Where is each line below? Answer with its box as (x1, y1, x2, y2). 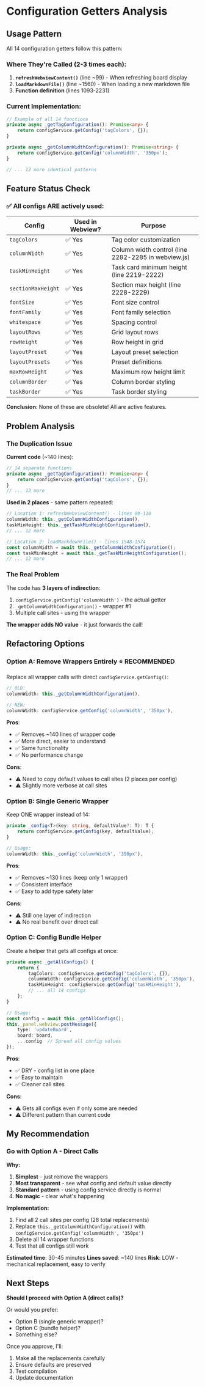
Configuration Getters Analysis (6, 4, 168, 18)
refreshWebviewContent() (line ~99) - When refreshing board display (15, 74, 187, 81)
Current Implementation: (6, 102, 81, 111)
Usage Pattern (6, 29, 62, 39)
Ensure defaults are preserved (15, 1361, 92, 1369)
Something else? (15, 1331, 57, 1338)
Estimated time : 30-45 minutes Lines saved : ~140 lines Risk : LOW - (6, 1254, 179, 1261)
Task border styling (111, 388, 167, 396)
